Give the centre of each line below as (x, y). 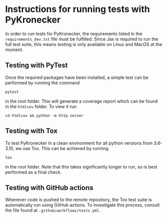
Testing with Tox (31, 131)
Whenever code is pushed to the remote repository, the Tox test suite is (79, 200)
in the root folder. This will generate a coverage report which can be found (82, 101)
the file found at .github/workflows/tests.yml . (53, 210)
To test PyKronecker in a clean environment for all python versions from (79, 143)
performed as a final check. (33, 172)
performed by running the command (42, 82)
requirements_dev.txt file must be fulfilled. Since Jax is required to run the (82, 39)
